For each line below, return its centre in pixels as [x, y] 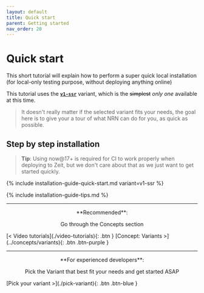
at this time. [21, 100]
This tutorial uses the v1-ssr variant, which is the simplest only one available [102, 94]
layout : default [27, 12]
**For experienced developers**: [102, 260]
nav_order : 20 [24, 29]
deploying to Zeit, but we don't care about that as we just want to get [107, 165]
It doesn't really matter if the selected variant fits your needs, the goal [108, 112]
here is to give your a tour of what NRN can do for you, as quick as [104, 118]
